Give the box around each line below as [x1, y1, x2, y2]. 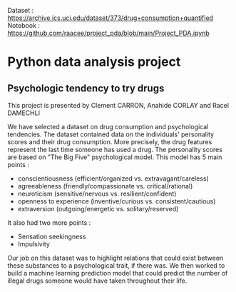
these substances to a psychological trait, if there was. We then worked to [7, 261, 225, 270]
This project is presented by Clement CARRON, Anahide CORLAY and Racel [7, 101, 230, 109]
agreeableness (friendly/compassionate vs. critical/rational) [17, 182, 193, 190]
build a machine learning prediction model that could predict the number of [7, 269, 228, 277]
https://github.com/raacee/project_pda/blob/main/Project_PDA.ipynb [7, 29, 210, 37]
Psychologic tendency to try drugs [7, 82, 165, 94]
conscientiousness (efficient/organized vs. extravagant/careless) [17, 174, 209, 183]
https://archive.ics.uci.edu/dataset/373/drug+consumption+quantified [7, 14, 214, 22]
